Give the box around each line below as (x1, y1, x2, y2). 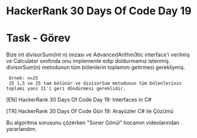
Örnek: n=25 (8, 76, 39, 81)
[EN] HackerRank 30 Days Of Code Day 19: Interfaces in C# (6, 96, 152, 103)
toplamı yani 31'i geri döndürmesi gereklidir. (6, 86, 126, 92)
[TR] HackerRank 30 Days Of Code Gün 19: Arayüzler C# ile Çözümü (6, 108, 174, 115)
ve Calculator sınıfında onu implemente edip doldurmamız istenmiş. (6, 58, 170, 65)
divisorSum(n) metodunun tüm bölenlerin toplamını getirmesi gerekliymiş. (6, 64, 186, 71)
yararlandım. (6, 126, 37, 133)
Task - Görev (6, 32, 71, 45)
